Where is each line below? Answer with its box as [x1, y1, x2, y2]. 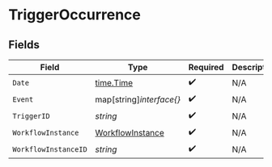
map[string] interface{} [95, 94, 181, 105]
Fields [8, 38, 40, 52]
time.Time [95, 77, 134, 88]
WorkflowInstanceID [12, 144, 87, 154]
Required [188, 62, 224, 73]
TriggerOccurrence [8, 6, 142, 24]
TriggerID [12, 111, 50, 120]
